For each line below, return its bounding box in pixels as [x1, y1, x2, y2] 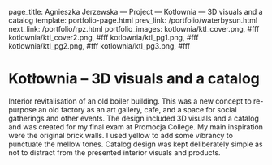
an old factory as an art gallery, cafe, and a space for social [37, 104, 237, 114]
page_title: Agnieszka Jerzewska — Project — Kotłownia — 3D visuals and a [8, 7, 263, 16]
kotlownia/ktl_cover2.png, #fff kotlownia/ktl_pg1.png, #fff [8, 32, 199, 42]
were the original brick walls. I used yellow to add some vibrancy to [8, 130, 234, 140]
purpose [8, 104, 37, 114]
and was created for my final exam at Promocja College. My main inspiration [8, 121, 264, 132]
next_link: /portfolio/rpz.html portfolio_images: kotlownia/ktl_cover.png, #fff [8, 24, 260, 33]
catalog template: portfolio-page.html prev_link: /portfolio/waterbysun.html [8, 15, 258, 25]
